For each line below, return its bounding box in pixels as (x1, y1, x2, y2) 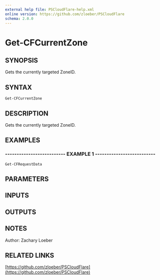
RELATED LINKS (5, 251, 54, 260)
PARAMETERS (5, 175, 49, 183)
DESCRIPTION (5, 109, 48, 117)
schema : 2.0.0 (5, 16, 34, 21)
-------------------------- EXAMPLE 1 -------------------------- (5, 151, 156, 158)
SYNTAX (5, 83, 32, 91)
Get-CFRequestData (5, 162, 42, 166)
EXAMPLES (5, 136, 40, 145)
